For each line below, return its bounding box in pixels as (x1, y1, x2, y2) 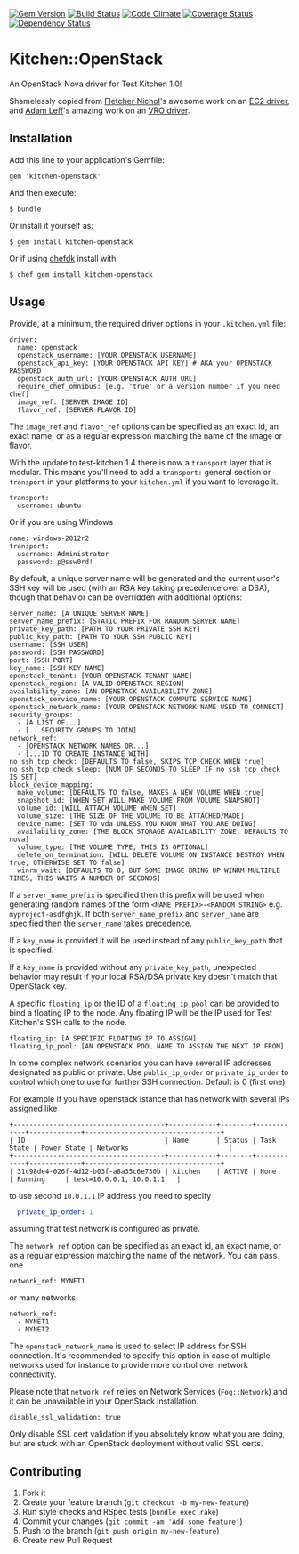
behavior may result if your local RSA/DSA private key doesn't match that (9, 971, 278, 982)
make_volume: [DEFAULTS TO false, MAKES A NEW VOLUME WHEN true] (17, 788, 265, 797)
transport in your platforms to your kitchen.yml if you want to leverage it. (9, 476, 279, 487)
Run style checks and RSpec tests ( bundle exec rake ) (21, 1507, 220, 1518)
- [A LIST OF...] (17, 717, 82, 727)
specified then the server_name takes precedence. (9, 918, 193, 928)
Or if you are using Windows (9, 516, 114, 527)
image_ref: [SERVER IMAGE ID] (17, 397, 129, 407)
